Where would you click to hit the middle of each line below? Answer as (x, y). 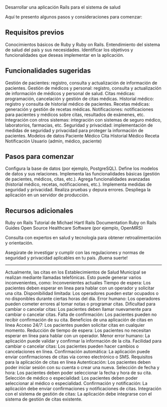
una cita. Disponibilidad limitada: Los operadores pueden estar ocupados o (82, 293)
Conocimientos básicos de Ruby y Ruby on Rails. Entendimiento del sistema (83, 44)
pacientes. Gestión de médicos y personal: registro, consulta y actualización (83, 88)
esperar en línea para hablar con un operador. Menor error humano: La (78, 336)
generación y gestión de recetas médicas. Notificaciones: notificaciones (79, 109)
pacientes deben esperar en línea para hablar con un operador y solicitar (80, 288)
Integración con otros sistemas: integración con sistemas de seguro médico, (83, 120)
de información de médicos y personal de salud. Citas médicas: (70, 93)
